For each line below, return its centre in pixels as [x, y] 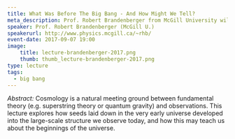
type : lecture [28, 66]
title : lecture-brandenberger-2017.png [78, 53]
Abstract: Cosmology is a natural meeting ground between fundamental [111, 98]
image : [17, 46]
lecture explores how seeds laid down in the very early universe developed [115, 113]
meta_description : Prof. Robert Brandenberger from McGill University [112, 20]
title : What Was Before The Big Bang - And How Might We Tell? [101, 14]
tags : [15, 72]
